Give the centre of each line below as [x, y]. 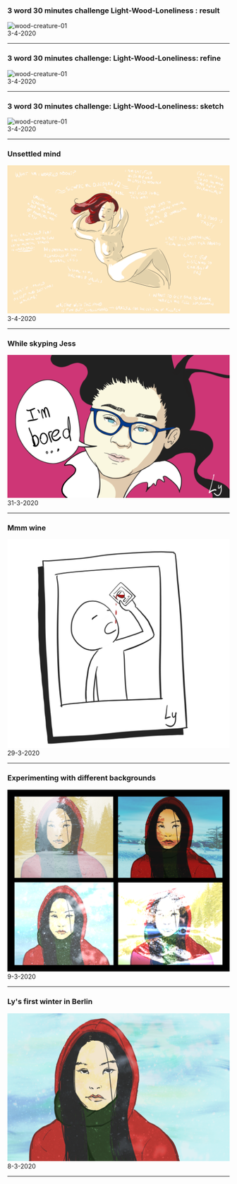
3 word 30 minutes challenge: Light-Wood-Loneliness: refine [114, 59]
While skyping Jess [42, 343]
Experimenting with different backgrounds [82, 778]
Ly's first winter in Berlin [50, 1002]
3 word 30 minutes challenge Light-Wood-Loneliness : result [114, 11]
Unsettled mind [34, 154]
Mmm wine [27, 528]
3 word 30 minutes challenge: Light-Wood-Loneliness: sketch [116, 106]
